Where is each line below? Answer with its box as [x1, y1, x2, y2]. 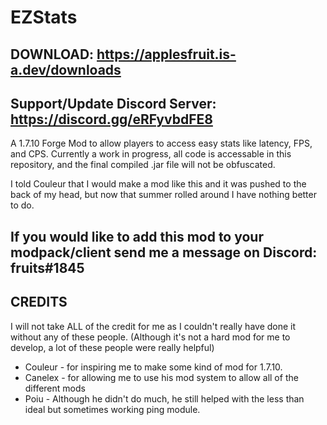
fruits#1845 [10, 259, 85, 276]
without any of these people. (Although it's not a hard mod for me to [10, 331, 291, 343]
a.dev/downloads [10, 61, 122, 78]
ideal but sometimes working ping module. [24, 403, 201, 415]
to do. [10, 199, 35, 211]
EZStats [10, 6, 78, 29]
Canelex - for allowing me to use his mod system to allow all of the [24, 371, 299, 383]
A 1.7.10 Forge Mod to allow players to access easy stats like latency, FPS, [10, 137, 313, 150]
